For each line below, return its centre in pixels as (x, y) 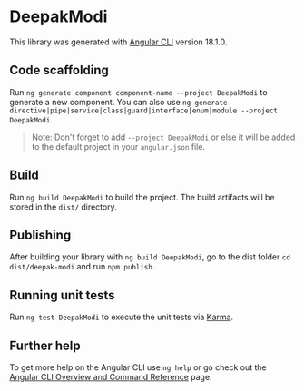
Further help (45, 345)
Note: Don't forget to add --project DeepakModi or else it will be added (163, 137)
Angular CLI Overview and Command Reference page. (111, 377)
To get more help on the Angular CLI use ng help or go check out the (138, 367)
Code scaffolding (59, 70)
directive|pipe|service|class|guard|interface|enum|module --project (144, 111)
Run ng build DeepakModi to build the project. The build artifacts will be (142, 197)
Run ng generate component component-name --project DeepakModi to (138, 92)
